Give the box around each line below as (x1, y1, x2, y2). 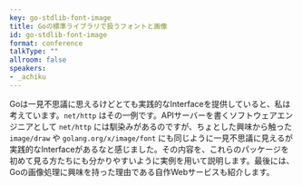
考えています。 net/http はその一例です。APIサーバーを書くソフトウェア (9, 110, 278, 121)
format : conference (9, 38, 83, 48)
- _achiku (9, 73, 47, 82)
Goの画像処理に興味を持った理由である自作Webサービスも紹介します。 (9, 166, 275, 177)
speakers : (9, 64, 47, 73)
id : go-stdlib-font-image (9, 30, 107, 39)
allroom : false (9, 55, 67, 64)
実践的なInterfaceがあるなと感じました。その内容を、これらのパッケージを (9, 143, 289, 154)
